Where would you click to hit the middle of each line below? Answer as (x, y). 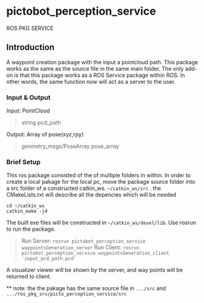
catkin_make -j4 (27, 211)
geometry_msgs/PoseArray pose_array (70, 146)
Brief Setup (24, 162)
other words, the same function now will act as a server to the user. (91, 81)
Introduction (31, 47)
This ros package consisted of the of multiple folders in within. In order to (99, 175)
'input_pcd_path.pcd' (49, 259)
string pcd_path (41, 123)
